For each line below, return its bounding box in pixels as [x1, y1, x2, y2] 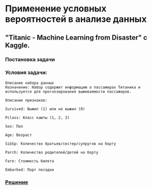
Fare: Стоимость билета [5, 158, 54, 164]
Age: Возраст [5, 132, 32, 137]
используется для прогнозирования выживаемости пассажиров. [5, 89, 132, 94]
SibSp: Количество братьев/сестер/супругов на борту [5, 141, 116, 146]
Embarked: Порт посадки [5, 167, 54, 172]
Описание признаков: [5, 98, 48, 103]
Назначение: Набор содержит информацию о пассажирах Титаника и [5, 85, 141, 90]
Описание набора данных [5, 80, 54, 85]
